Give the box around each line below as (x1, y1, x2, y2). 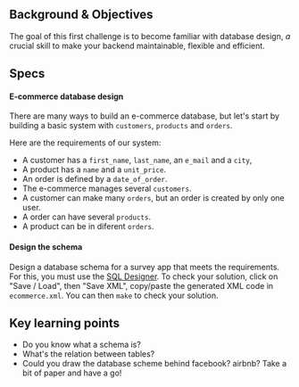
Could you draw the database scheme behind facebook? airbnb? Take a (21, 358, 287, 369)
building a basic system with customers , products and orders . (9, 120, 233, 131)
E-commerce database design (9, 91, 124, 102)
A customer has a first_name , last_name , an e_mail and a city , (21, 155, 253, 166)
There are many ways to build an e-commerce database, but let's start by (9, 111, 279, 121)
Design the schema (9, 242, 83, 252)
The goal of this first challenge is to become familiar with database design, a (9, 30, 291, 41)
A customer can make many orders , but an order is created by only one (21, 193, 285, 203)
